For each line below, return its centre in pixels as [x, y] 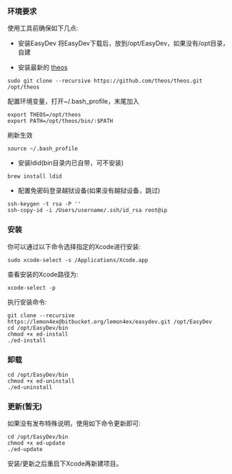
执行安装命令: [27, 302]
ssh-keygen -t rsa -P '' [44, 204]
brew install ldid [35, 176]
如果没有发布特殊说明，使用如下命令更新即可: [74, 423]
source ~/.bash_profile [43, 149]
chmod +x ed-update [36, 443]
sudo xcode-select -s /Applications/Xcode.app [78, 260]
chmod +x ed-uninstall [41, 381]
